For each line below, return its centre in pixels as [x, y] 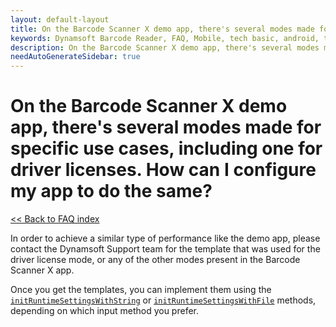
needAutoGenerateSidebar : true [75, 57]
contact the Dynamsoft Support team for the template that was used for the [165, 249]
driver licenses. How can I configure [163, 170]
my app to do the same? [111, 191]
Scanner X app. [42, 270]
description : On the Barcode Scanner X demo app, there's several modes [165, 47]
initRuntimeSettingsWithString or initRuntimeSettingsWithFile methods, [163, 300]
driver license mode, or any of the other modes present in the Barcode [155, 260]
